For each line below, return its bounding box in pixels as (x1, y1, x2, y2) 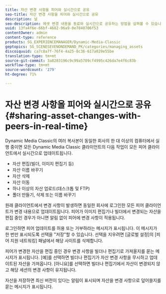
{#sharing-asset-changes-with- (5, 110, 141, 122)
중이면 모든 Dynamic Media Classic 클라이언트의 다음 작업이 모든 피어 (10, 144, 147, 149)
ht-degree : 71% (5, 72, 37, 77)
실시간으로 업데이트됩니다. (22, 150, 73, 156)
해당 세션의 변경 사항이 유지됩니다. (10, 267, 77, 273)
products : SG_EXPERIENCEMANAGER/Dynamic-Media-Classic (5, 40, 121, 45)
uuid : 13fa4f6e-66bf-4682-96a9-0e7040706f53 (5, 26, 99, 31)
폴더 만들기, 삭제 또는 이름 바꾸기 (12, 192, 76, 198)
